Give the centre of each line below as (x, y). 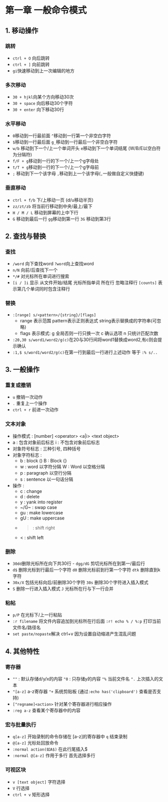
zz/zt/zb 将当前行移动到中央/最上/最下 (53, 206)
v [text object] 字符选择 (39, 782)
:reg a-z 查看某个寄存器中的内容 (47, 710)
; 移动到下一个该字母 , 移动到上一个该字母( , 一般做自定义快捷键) (78, 174)
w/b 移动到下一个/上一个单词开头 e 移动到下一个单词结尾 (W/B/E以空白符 (87, 148)
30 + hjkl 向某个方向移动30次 (43, 97)
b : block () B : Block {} (43, 461)
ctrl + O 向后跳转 (31, 58)
